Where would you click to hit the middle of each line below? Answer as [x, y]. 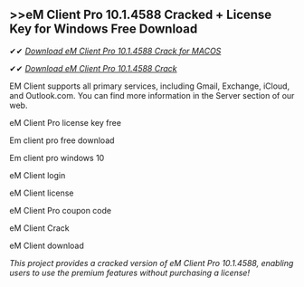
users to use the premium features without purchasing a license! [130, 273]
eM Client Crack [39, 228]
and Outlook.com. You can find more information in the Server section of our [152, 95]
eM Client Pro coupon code [60, 210]
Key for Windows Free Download [104, 29]
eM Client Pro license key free [66, 122]
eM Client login [38, 175]
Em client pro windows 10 [57, 158]
